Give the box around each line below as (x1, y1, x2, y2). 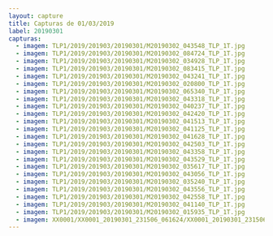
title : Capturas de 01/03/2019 (8, 19, 115, 28)
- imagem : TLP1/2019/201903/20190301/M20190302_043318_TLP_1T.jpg (15, 95, 245, 103)
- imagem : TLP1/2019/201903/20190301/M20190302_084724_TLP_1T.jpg (15, 49, 245, 58)
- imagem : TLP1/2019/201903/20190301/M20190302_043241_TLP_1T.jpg (15, 72, 245, 80)
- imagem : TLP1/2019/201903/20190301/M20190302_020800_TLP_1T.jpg (15, 79, 245, 88)
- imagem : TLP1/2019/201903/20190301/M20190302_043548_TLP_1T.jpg (15, 42, 245, 50)
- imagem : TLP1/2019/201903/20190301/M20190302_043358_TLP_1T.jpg (15, 148, 245, 156)
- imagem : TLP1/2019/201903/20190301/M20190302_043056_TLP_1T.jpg (15, 170, 245, 178)
